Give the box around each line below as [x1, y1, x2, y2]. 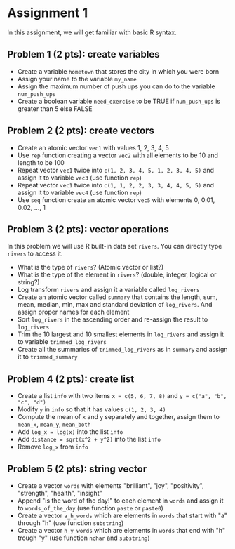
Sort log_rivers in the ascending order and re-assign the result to [17, 315, 208, 324]
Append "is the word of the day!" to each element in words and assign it [17, 496, 224, 505]
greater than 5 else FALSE [17, 104, 93, 113]
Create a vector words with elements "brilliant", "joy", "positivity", [17, 482, 204, 489]
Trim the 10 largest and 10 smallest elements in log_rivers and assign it [17, 330, 224, 338]
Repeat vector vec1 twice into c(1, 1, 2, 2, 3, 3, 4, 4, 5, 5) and [17, 180, 215, 189]
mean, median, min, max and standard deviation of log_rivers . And [17, 300, 213, 309]
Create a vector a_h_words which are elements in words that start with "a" [17, 511, 228, 520]
